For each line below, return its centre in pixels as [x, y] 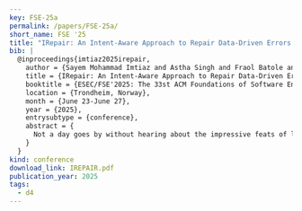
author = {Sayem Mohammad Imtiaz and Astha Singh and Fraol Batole [154, 68]
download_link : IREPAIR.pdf [62, 168]
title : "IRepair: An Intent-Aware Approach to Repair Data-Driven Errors [151, 43]
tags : [19, 185]
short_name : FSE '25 [48, 34]
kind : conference [42, 159]
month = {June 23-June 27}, [78, 101]
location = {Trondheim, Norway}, [88, 92]
